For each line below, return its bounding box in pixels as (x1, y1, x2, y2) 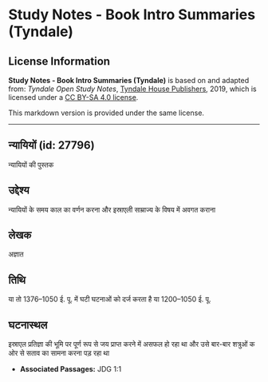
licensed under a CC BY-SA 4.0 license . (8, 93, 139, 101)
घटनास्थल (8, 318, 48, 332)
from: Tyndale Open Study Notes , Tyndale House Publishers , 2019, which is (8, 84, 257, 94)
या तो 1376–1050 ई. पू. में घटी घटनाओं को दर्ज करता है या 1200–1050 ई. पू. (8, 294, 211, 304)
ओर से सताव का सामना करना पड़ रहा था (8, 348, 110, 358)
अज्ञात (8, 249, 24, 259)
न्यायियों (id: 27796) (8, 138, 95, 153)
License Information (8, 54, 110, 68)
